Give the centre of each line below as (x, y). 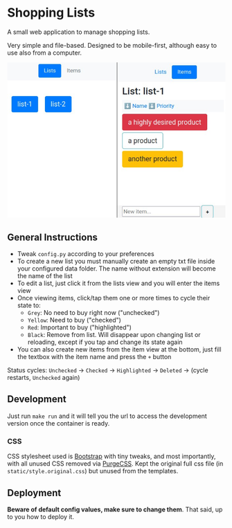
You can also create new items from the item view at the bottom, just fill (119, 349)
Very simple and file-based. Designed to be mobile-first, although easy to (112, 45)
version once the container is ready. (59, 423)
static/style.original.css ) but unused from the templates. (93, 471)
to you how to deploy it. (41, 516)
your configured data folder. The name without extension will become (116, 268)
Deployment (34, 493)
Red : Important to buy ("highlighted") (79, 327)
